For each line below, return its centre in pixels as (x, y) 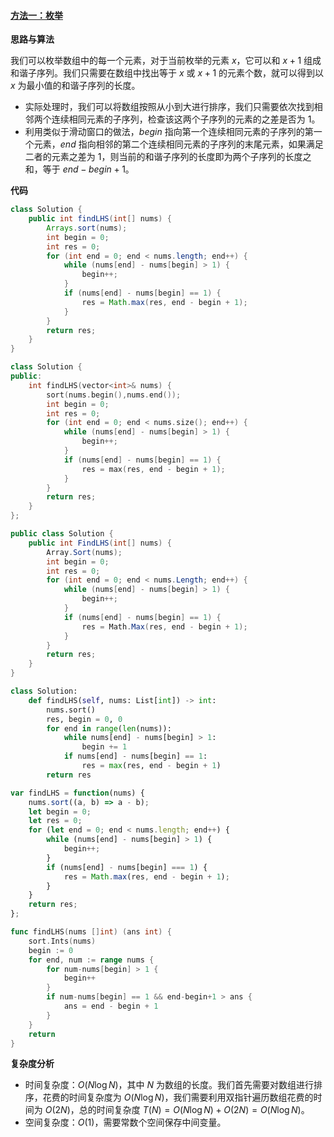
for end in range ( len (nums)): (109, 728)
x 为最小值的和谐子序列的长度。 (75, 86)
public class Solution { (62, 534)
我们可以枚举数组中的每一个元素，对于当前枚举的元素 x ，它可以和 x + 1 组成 (166, 61)
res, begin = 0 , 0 (84, 719)
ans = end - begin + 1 (111, 1006)
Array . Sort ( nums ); (84, 552)
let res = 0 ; (55, 821)
